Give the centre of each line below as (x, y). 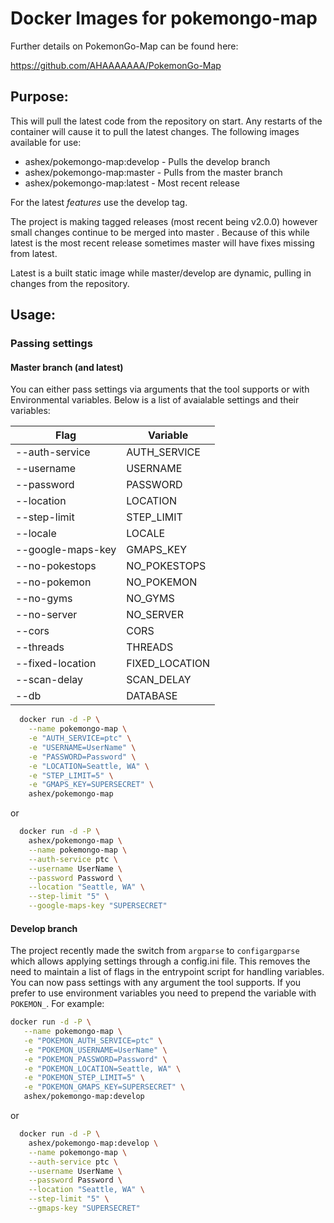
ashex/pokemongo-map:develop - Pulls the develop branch (147, 161)
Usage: (33, 315)
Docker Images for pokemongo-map (164, 18)
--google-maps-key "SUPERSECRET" (98, 906)
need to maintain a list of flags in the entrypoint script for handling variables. (167, 972)
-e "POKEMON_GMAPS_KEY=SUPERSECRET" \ (104, 1087)
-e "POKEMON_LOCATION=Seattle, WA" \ (102, 1068)
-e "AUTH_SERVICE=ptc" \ (80, 738)
